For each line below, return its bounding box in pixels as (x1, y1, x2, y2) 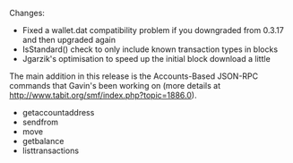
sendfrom (22, 116, 59, 127)
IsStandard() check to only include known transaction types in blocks (22, 44, 279, 55)
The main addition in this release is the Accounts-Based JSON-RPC (9, 71, 259, 81)
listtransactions (22, 145, 79, 156)
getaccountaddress (22, 107, 95, 117)
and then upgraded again (22, 35, 116, 45)
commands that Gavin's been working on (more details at (9, 81, 221, 90)
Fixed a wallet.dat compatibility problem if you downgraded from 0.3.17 (22, 25, 284, 35)
